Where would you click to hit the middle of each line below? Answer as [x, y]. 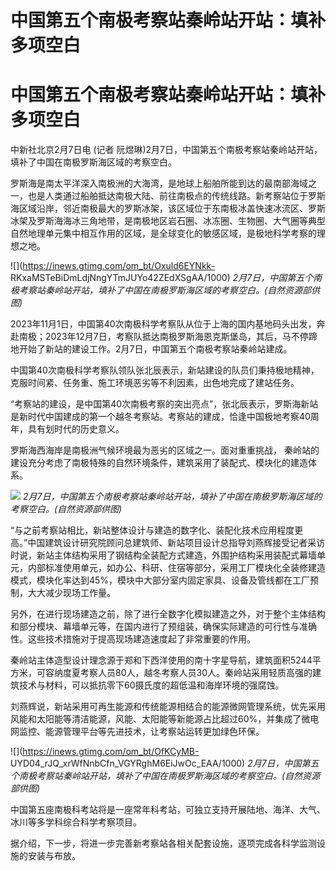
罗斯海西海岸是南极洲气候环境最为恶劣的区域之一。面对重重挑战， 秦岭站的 [165, 450]
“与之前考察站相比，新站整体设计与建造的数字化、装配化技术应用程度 [152, 530]
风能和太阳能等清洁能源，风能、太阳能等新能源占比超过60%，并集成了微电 [165, 719]
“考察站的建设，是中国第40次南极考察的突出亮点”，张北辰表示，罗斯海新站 [164, 404]
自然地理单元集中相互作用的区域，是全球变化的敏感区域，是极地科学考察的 [163, 233]
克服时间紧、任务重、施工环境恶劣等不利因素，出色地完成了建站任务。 [155, 383]
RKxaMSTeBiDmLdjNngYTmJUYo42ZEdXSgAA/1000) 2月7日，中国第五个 [162, 278]
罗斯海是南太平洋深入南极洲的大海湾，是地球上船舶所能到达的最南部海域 [159, 183]
